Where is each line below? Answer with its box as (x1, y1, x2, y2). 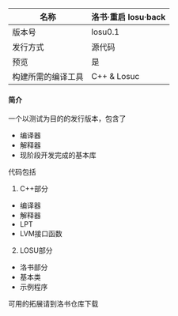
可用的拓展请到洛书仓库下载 (8, 299, 99, 309)
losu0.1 (91, 27, 120, 37)
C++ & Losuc (91, 71, 140, 81)
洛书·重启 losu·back (91, 12, 166, 22)
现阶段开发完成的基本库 (19, 150, 97, 160)
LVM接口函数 (19, 229, 63, 239)
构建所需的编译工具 (12, 71, 85, 82)
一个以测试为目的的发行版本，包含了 (8, 114, 127, 123)
